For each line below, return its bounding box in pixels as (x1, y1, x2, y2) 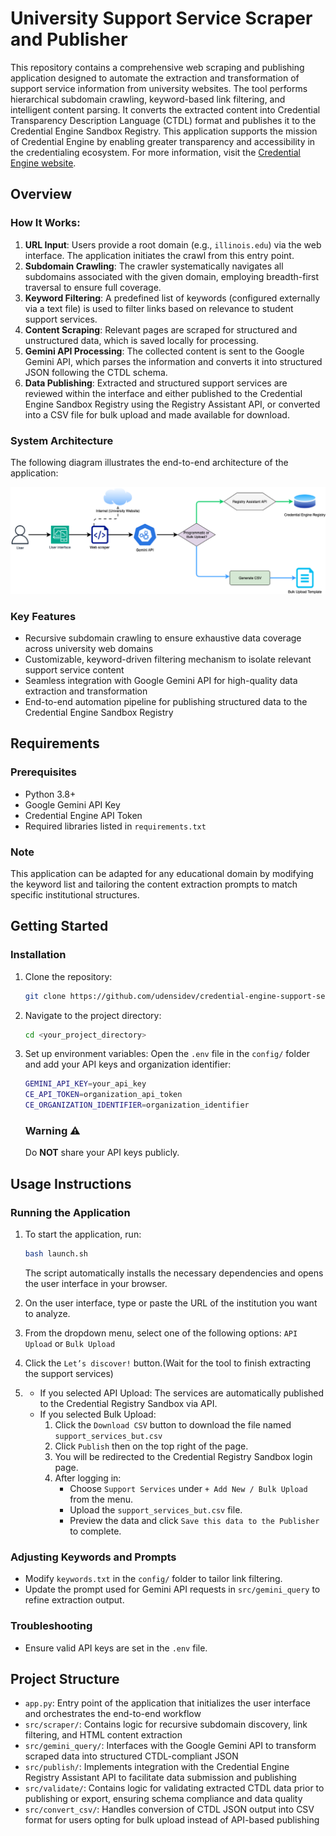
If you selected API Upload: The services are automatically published (39, 1387, 325, 1399)
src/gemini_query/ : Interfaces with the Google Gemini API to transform (24, 1740, 317, 1752)
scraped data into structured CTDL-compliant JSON (24, 1750, 239, 1762)
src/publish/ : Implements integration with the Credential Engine (24, 1761, 290, 1773)
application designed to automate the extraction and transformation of (10, 72, 300, 84)
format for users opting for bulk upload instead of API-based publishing (24, 1814, 320, 1826)
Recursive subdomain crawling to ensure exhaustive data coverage (24, 632, 302, 644)
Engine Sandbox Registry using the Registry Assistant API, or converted (24, 398, 321, 410)
